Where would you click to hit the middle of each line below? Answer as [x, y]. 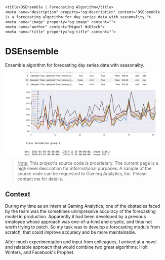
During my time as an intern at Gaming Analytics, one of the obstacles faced [83, 206]
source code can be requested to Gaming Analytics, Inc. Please [82, 173]
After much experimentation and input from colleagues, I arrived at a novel [81, 242]
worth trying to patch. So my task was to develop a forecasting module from [82, 227]
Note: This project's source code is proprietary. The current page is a [88, 163]
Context [18, 194]
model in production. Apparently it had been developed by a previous [76, 217]
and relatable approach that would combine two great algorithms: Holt [77, 247]
